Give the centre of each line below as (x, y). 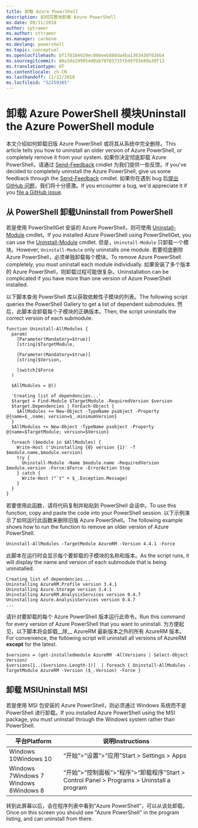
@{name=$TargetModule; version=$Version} (58, 432)
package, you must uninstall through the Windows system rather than (90, 719)
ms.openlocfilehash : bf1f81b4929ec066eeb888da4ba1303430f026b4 (85, 55)
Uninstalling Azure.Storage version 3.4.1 (59, 589)
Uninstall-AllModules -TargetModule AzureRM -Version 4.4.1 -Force (91, 544)
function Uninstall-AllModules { (47, 329)
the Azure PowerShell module (80, 127)
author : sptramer (27, 28)
